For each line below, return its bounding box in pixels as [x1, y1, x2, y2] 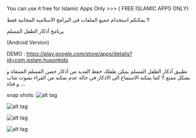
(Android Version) [6, 39, 49, 46]
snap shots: [6, 92, 35, 98]
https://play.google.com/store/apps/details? [26, 50, 133, 57]
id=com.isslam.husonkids [6, 57, 69, 63]
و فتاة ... [6, 80, 25, 87]
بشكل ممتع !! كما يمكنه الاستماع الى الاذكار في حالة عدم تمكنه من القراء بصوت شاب [6, 74, 190, 81]
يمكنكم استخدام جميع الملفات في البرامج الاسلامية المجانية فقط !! [6, 16, 150, 23]
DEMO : [6, 50, 25, 57]
